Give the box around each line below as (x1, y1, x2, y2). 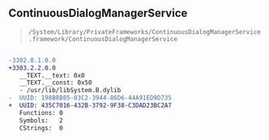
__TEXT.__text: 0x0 (19, 71, 85, 79)
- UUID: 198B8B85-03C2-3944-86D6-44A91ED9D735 (8, 94, 173, 102)
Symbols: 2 (19, 117, 63, 125)
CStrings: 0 (19, 124, 63, 132)
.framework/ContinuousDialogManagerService (28, 35, 178, 43)
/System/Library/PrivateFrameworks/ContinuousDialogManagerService (28, 28, 261, 36)
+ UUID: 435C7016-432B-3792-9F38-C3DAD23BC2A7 (8, 101, 173, 110)
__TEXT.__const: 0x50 (19, 78, 92, 87)
